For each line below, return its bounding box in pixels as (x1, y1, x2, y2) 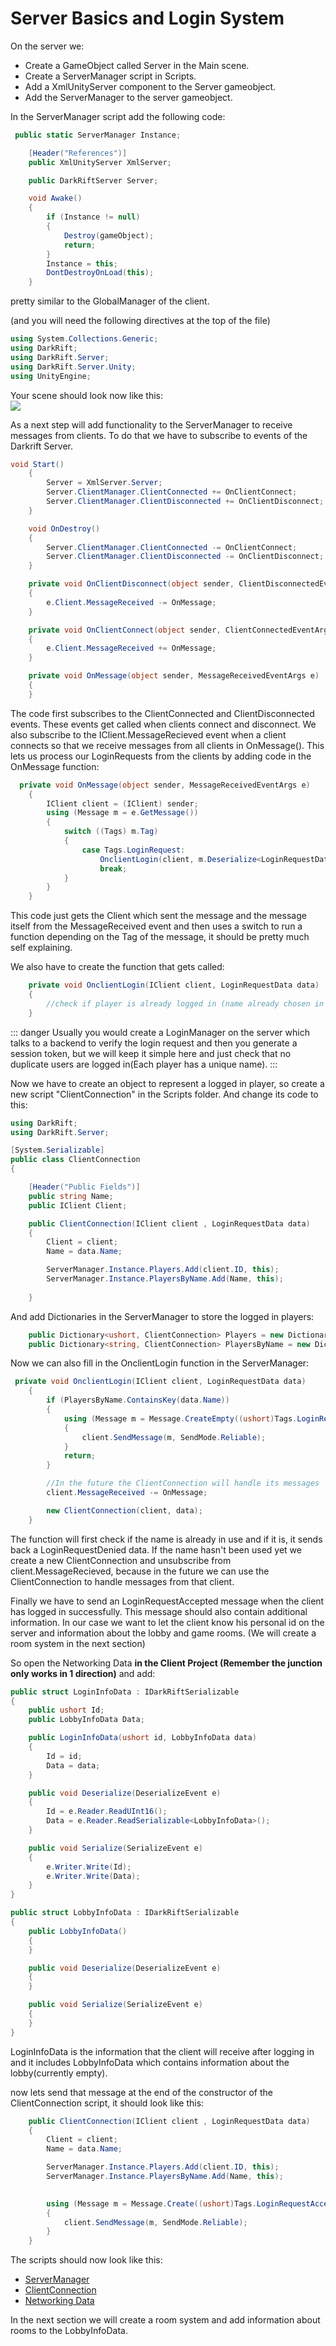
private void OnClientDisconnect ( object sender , (28, 579, 235, 589)
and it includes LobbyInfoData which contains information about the (10, 2056, 290, 2068)
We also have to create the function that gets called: (10, 961, 225, 973)
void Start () (10, 459, 65, 469)
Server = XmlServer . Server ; (46, 478, 163, 488)
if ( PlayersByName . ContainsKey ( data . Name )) (46, 1395, 230, 1406)
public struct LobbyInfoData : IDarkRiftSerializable (10, 1908, 240, 1918)
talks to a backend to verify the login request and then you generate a (10, 1037, 298, 1049)
